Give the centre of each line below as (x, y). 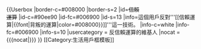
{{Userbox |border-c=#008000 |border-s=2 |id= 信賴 (73, 9)
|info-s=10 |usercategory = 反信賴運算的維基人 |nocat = (110, 32)
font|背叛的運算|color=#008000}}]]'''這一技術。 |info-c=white (96, 24)
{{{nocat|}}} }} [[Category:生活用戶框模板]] (60, 40)
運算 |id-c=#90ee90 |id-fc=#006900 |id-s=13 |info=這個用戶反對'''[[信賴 (98, 17)
